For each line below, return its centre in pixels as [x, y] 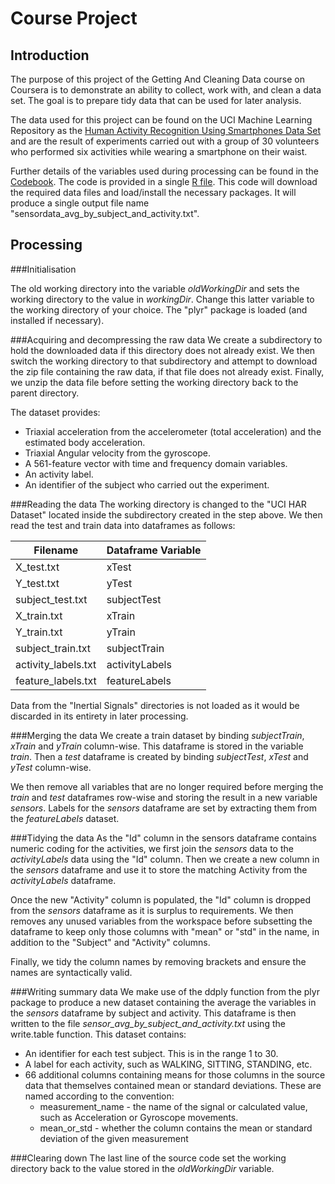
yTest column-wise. [51, 767]
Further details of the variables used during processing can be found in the [165, 171]
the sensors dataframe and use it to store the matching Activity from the [159, 869]
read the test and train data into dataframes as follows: [123, 525]
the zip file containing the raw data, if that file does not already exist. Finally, [167, 371]
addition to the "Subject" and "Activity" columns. [110, 942]
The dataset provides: [55, 412]
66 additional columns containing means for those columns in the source [175, 1074]
